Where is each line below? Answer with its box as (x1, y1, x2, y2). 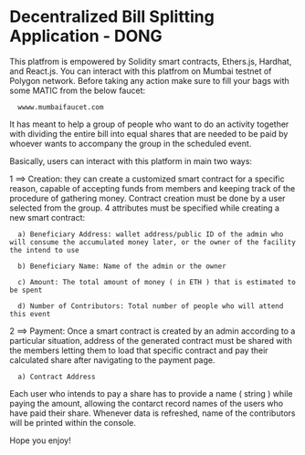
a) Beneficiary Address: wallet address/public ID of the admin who (17, 230, 284, 239)
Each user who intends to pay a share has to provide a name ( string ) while (9, 388, 293, 398)
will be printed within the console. (9, 417, 137, 428)
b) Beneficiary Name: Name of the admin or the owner (17, 262, 226, 271)
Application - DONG (9, 26, 163, 47)
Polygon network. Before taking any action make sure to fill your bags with (9, 75, 289, 86)
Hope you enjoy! (9, 435, 71, 446)
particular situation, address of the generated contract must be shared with (9, 335, 292, 346)
